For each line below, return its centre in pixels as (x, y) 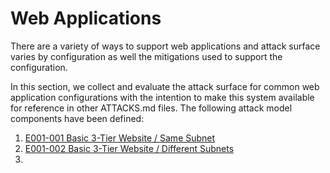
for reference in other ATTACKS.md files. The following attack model (151, 108)
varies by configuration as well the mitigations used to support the (146, 56)
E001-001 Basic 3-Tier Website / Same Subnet (120, 138)
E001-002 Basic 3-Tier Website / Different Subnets (129, 148)
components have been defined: (77, 118)
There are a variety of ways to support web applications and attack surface (165, 46)
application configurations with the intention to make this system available (162, 97)
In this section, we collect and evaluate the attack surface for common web (165, 86)
